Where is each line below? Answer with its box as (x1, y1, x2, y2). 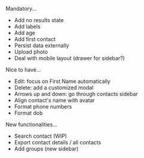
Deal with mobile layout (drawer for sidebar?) (14, 55, 126, 61)
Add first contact (14, 36, 56, 42)
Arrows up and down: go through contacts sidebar (14, 91, 138, 97)
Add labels (14, 23, 41, 30)
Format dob (14, 110, 43, 116)
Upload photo (14, 48, 48, 55)
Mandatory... (5, 5, 37, 12)
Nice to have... (5, 66, 41, 73)
